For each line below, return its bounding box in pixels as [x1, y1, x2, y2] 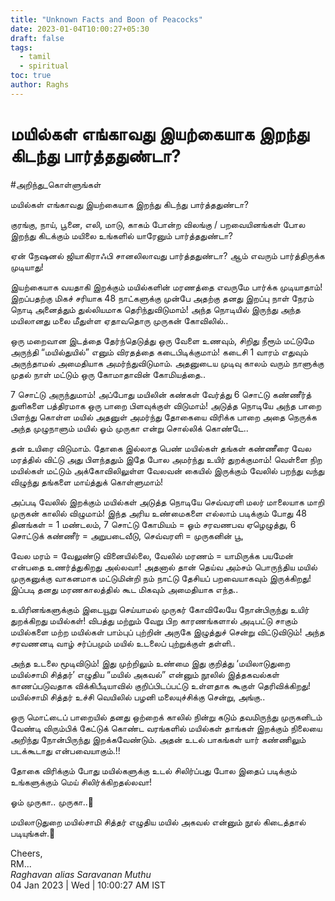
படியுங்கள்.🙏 [10, 827, 56, 839]
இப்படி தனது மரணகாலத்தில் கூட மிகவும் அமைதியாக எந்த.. [10, 583, 239, 595]
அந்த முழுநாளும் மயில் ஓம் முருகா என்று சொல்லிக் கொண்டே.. [10, 422, 249, 434]
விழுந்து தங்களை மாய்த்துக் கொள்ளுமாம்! [10, 476, 164, 488]
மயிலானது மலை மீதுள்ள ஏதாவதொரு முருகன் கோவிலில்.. [10, 314, 229, 326]
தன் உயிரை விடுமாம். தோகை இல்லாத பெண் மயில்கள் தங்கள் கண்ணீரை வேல [10, 442, 312, 454]
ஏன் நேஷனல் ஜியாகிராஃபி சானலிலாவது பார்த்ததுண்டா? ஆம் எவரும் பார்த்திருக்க [10, 249, 325, 261]
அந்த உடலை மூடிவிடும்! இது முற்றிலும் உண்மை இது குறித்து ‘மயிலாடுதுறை [10, 657, 291, 669]
